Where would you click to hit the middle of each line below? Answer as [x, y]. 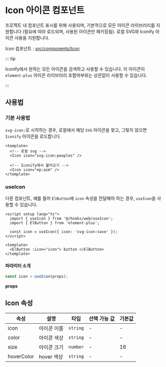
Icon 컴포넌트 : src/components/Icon [42, 48]
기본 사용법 [18, 118]
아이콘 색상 [51, 338]
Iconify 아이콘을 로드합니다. [33, 136]
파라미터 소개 [18, 265]
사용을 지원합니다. [32, 38]
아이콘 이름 [51, 328]
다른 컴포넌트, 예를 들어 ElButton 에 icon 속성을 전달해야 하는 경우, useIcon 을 [80, 198]
